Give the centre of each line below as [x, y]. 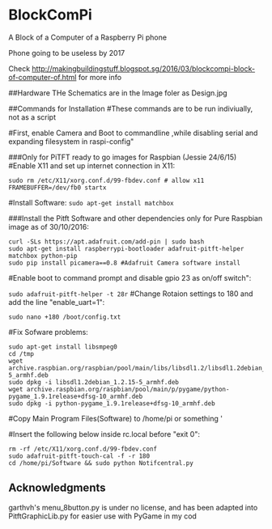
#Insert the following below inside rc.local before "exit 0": [104, 434]
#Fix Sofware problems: [49, 332]
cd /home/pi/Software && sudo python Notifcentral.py [101, 463]
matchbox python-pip [43, 256]
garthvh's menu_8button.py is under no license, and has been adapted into [133, 507]
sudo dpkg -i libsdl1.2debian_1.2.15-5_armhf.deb [94, 382]
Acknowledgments [57, 488]
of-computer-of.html [42, 77]
